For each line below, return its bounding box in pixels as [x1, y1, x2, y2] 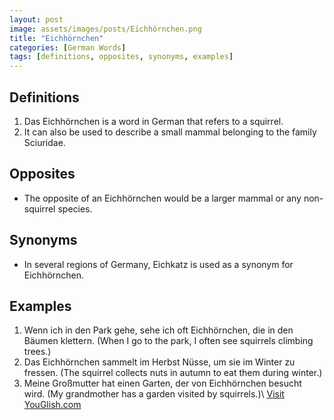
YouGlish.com [23, 399, 82, 411]
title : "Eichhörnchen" [9, 33, 104, 43]
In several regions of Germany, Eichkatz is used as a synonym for [23, 258, 294, 270]
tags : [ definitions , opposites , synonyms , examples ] [9, 52, 234, 62]
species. [57, 202, 93, 215]
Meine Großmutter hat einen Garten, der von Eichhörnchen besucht [23, 377, 302, 390]
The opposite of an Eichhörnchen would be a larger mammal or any [23, 192, 302, 204]
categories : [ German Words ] [9, 42, 127, 53]
